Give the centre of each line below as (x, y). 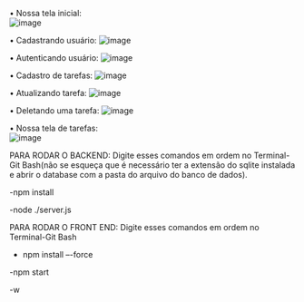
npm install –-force (58, 254)
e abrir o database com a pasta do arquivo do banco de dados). (128, 175)
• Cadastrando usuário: (53, 40)
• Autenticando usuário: (54, 58)
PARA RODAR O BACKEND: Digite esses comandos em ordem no (131, 155)
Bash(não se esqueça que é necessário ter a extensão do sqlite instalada (159, 165)
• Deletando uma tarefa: (54, 111)
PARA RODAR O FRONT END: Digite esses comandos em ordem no (135, 227)
